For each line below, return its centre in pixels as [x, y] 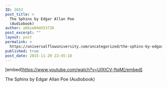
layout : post [19, 38]
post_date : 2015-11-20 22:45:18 [39, 56]
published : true [22, 51]
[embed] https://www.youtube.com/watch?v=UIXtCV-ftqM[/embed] [74, 70]
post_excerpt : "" [23, 33]
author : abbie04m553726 [30, 28]
